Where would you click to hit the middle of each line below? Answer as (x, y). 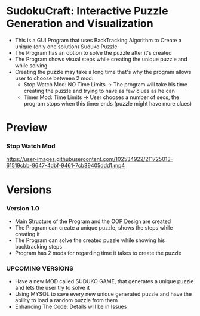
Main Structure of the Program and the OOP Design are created (93, 221)
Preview (27, 128)
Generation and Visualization (80, 24)
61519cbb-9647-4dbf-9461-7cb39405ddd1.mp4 (66, 166)
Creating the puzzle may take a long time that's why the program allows (103, 72)
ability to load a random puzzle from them (66, 300)
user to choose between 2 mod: (54, 78)
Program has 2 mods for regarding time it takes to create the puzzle (98, 253)
